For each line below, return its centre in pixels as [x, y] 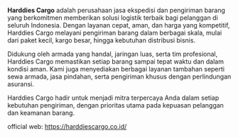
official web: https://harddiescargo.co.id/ [67, 126]
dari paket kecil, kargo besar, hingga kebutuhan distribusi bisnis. [102, 40]
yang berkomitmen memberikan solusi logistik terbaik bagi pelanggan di [113, 18]
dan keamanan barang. [41, 113]
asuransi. [21, 84]
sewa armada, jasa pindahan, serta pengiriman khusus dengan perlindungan [119, 76]
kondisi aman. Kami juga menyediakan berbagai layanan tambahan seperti [116, 69]
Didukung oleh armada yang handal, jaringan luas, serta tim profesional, [113, 54]
